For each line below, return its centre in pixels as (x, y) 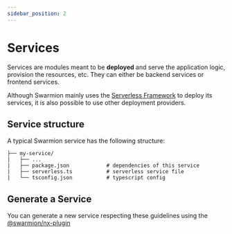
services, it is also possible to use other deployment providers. (97, 102)
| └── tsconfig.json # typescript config (87, 178)
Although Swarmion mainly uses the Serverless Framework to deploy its (110, 95)
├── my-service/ (30, 154)
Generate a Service (50, 199)
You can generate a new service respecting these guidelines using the (107, 216)
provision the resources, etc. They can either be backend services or (106, 74)
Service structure (46, 124)
